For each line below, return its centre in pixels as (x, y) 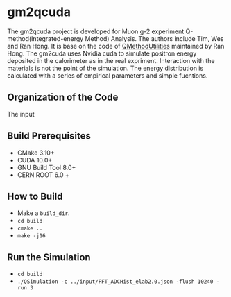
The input (21, 114)
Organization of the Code (63, 97)
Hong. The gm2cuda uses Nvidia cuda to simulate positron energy (102, 53)
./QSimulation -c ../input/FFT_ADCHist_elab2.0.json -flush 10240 (115, 282)
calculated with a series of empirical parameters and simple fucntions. (108, 75)
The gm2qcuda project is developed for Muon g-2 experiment (96, 31)
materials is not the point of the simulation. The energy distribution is (105, 68)
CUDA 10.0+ (35, 160)
